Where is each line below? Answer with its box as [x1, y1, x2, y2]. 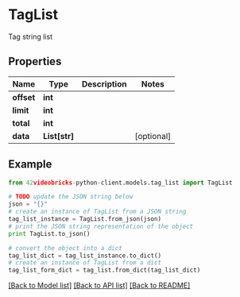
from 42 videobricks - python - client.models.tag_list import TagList [8, 179, 233, 187]
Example [8, 157, 52, 172]
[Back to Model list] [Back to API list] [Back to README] [8, 280, 191, 291]
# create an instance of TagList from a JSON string [8, 208, 187, 216]
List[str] [42, 130, 74, 141]
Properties [8, 55, 62, 68]
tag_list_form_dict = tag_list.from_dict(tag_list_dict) [8, 266, 201, 275]
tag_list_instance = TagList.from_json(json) [8, 215, 161, 223]
